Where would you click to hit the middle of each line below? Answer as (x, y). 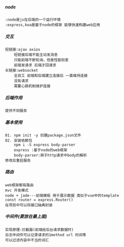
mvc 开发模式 (17, 190)
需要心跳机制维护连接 (32, 86)
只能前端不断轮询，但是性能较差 (41, 60)
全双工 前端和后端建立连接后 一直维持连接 (51, 76)
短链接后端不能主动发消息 (36, 55)
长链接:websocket (22, 70)
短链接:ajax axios (23, 49)
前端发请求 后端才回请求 (35, 65)
